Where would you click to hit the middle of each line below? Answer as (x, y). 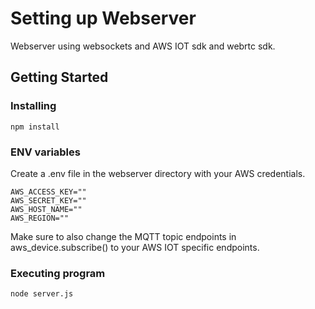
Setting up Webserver (103, 18)
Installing (33, 106)
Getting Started (59, 77)
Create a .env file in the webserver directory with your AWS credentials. (158, 173)
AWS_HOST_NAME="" (46, 209)
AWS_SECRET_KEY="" (48, 200)
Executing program (58, 273)
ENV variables (45, 152)
